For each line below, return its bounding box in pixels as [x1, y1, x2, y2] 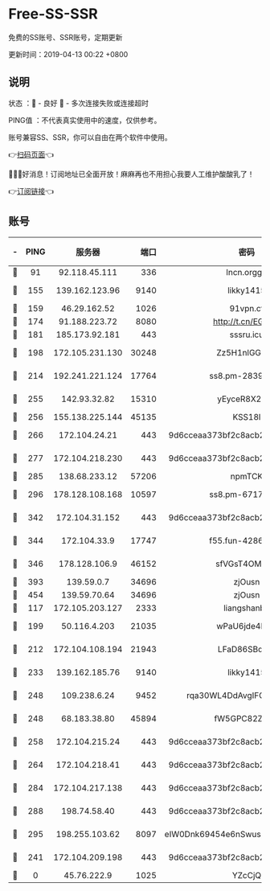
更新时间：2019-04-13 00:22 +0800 [8, 49, 129, 59]
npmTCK [230, 470, 264, 482]
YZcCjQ [231, 869, 262, 881]
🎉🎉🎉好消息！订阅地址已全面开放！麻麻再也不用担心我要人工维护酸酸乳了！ [8, 169, 255, 179]
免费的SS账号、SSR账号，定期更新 [8, 32, 123, 42]
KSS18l [232, 411, 261, 422]
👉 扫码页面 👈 [8, 150, 55, 159]
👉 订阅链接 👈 [8, 186, 55, 195]
